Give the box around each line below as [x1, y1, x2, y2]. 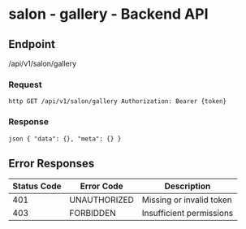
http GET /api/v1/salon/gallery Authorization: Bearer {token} [8, 97, 227, 106]
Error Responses [8, 156, 95, 171]
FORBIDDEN [69, 208, 116, 219]
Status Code [12, 180, 63, 192]
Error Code [80, 180, 123, 192]
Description [164, 180, 211, 192]
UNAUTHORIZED [69, 194, 134, 205]
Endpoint [8, 37, 55, 51]
